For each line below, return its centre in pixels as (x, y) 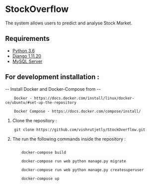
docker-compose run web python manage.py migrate (74, 161)
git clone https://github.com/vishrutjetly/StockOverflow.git (80, 130)
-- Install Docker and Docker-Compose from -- (53, 89)
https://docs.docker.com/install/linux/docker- (84, 98)
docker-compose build (44, 152)
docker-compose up (40, 179)
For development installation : (52, 77)
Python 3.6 (23, 50)
